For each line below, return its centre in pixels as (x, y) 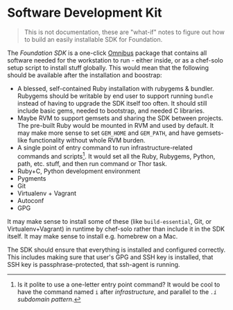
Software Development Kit (85, 13)
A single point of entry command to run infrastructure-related (105, 147)
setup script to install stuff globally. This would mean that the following (108, 67)
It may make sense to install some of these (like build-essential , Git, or (110, 221)
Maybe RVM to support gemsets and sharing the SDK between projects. (120, 118)
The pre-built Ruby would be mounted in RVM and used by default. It (115, 125)
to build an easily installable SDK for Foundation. (93, 39)
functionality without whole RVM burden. (87, 140)
